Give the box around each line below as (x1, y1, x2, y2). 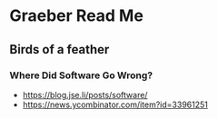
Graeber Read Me (9, 5, 144, 26)
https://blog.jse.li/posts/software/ (22, 89, 148, 100)
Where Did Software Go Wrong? (9, 69, 153, 82)
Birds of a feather (9, 42, 110, 57)
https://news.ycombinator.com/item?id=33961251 (22, 99, 209, 110)
